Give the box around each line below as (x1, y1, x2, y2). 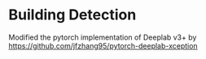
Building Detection (8, 6, 137, 24)
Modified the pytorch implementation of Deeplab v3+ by (8, 32, 197, 42)
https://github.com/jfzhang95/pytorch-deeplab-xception (8, 40, 198, 50)
